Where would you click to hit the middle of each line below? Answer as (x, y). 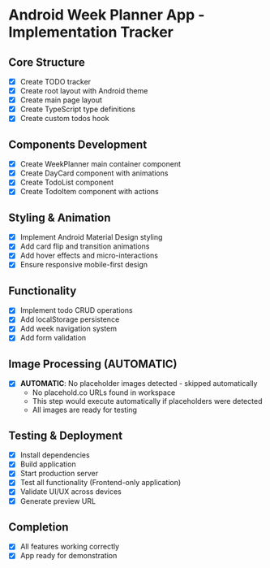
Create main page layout (61, 100)
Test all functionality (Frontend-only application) (101, 483)
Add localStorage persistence (70, 319)
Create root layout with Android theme (84, 91)
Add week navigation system (69, 329)
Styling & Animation (60, 217)
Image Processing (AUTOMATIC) (93, 364)
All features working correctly (70, 547)
